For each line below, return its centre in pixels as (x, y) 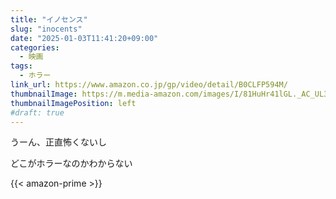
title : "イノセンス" (49, 19)
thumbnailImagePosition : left (73, 103)
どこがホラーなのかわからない (71, 163)
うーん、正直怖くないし (58, 142)
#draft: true (37, 112)
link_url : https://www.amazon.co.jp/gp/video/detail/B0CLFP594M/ (149, 85)
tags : (21, 66)
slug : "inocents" (46, 29)
